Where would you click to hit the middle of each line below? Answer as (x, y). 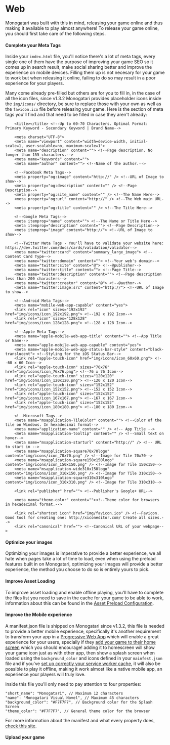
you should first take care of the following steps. (56, 33)
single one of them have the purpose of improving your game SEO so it (79, 62)
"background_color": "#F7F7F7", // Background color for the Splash (79, 702)
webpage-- (154, 527)
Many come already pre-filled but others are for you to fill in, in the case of (83, 93)
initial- (139, 142)
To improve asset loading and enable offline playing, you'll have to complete (84, 592)
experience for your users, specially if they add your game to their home (80, 642)
